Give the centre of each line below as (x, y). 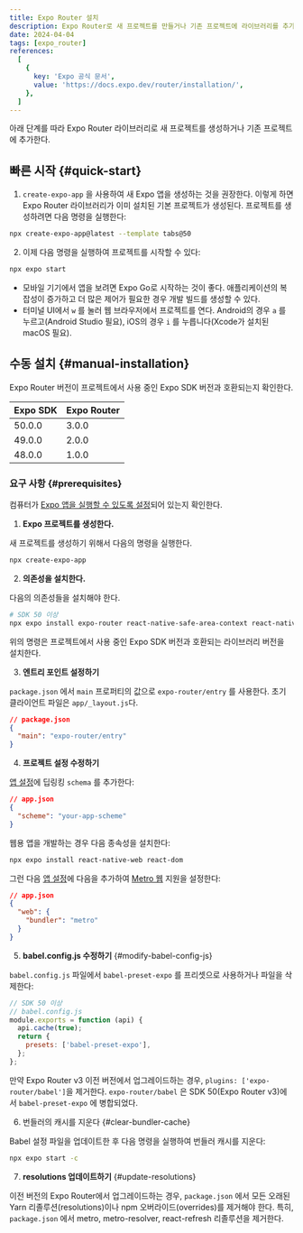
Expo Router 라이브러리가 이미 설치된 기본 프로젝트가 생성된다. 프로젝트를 (152, 206)
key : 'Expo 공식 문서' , (74, 77)
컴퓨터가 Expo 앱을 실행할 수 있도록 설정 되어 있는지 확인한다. (116, 505)
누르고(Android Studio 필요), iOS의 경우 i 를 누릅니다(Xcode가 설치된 (146, 321)
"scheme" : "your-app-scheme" (72, 816)
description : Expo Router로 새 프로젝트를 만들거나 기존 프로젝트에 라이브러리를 (144, 26)
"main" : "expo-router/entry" (72, 736)
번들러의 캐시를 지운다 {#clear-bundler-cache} (106, 1122)
